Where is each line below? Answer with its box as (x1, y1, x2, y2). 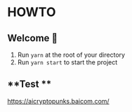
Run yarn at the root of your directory (17, 50, 125, 59)
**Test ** (7, 78, 52, 90)
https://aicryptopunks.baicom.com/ (7, 97, 110, 105)
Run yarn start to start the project (17, 58, 118, 66)
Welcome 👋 (7, 32, 58, 44)
